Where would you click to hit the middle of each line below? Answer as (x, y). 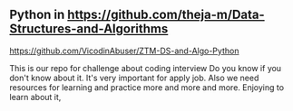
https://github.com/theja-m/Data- (166, 15)
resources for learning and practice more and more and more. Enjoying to (146, 87)
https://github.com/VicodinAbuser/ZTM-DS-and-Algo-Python (124, 51)
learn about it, (35, 97)
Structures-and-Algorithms (89, 29)
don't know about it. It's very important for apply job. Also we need (134, 78)
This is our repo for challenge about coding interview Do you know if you (146, 68)
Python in (37, 15)
